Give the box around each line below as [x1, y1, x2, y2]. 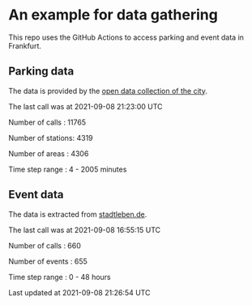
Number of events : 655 [8, 256, 88, 266]
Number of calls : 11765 [8, 117, 87, 127]
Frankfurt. [8, 40, 42, 50]
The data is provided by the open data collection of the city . [8, 86, 208, 95]
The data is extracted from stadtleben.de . [8, 209, 147, 219]
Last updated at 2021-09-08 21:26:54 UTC [8, 287, 151, 297]
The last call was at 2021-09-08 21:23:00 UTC [8, 101, 164, 111]
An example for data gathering [8, 6, 219, 24]
